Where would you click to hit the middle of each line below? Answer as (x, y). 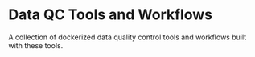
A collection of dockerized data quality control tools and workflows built (127, 37)
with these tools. (36, 45)
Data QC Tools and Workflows (111, 15)
